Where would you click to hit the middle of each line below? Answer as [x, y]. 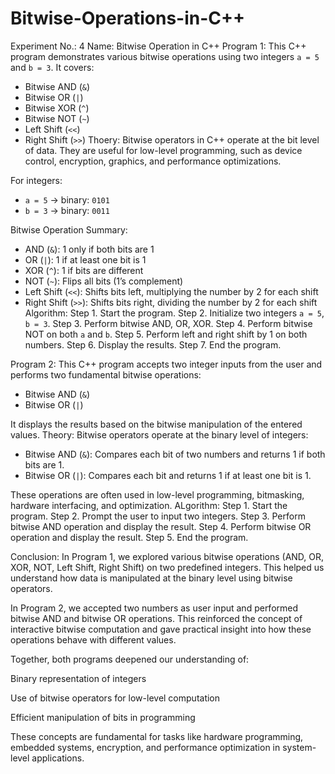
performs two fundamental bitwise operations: [106, 374]
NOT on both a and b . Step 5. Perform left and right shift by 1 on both [166, 334]
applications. [58, 758]
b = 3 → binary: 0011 [67, 210]
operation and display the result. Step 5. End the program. [129, 537]
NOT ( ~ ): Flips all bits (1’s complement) [104, 281]
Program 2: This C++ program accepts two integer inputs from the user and [166, 364]
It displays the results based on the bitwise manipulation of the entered [156, 424]
